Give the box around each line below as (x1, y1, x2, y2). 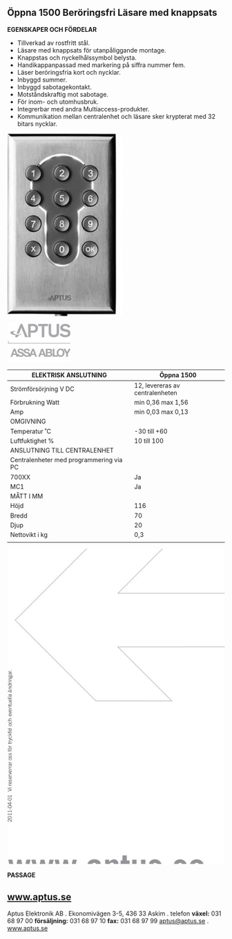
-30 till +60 (134, 427, 168, 435)
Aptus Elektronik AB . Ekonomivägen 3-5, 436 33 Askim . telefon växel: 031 (7, 909, 222, 918)
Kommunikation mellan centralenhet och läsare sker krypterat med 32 (17, 112, 216, 120)
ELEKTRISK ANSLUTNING (31, 371, 107, 379)
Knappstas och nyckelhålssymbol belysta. (17, 53, 137, 62)
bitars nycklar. (17, 119, 57, 128)
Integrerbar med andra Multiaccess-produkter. (17, 104, 150, 113)
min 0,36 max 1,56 (134, 398, 188, 406)
